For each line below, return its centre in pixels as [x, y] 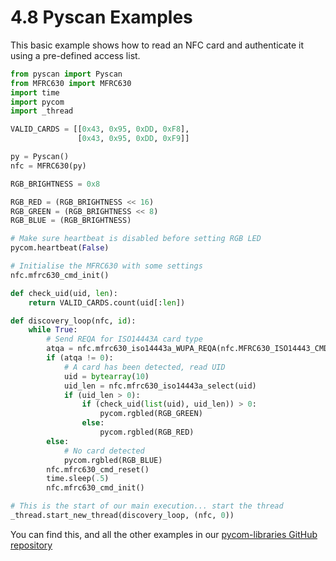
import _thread [42, 111]
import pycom [37, 102]
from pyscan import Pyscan [66, 74]
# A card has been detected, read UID [144, 367]
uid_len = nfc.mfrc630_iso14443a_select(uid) [160, 386]
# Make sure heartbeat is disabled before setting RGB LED [136, 239]
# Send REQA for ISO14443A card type [124, 339]
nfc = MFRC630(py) [48, 166]
